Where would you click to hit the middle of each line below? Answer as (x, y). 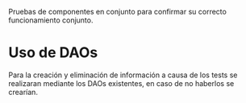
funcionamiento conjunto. (51, 20)
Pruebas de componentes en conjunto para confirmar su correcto (118, 12)
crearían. (23, 92)
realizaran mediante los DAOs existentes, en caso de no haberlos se (121, 83)
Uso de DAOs (53, 53)
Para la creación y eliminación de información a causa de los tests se (123, 75)
